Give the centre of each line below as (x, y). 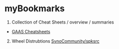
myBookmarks (35, 9)
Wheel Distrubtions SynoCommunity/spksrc (55, 41)
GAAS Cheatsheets (31, 31)
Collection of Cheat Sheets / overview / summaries (63, 22)
